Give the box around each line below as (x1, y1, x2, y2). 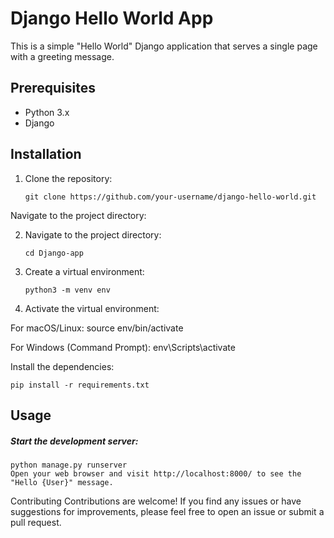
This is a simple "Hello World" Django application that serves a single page (10, 40, 318, 52)
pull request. (10, 516, 62, 528)
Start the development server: (10, 435, 139, 447)
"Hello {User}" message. (10, 477, 114, 487)
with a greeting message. (10, 50, 115, 62)
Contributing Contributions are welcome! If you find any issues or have (10, 495, 302, 507)
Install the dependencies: (10, 360, 115, 372)
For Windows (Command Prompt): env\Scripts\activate (10, 341, 236, 353)
